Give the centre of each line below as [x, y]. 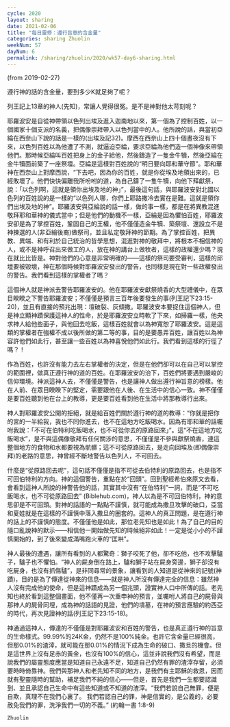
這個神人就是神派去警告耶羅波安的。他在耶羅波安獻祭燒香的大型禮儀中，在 [112, 289]
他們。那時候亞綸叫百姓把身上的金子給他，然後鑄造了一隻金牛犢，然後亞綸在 [115, 155]
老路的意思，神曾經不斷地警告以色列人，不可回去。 [93, 456]
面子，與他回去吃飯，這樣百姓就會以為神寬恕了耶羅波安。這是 [130, 323]
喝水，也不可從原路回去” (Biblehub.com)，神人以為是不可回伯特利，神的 [115, 496]
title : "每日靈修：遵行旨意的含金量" [54, 33]
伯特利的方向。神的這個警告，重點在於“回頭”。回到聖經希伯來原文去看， [120, 479]
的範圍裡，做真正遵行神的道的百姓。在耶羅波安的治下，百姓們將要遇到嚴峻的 [115, 372]
